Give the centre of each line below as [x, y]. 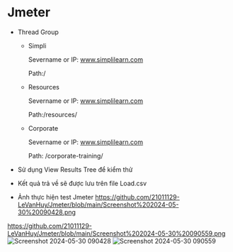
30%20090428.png [47, 212]
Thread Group [38, 32]
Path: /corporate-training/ [66, 155]
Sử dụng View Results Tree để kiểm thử [75, 169]
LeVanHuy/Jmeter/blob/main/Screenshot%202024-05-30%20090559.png [116, 233]
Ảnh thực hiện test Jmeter [56, 197]
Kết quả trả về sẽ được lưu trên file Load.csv [82, 183]
